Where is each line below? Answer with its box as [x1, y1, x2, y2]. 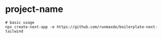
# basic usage [5, 20, 35, 25]
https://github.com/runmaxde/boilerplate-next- [56, 24, 157, 29]
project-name [5, 3, 63, 15]
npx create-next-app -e [5, 24, 55, 29]
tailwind [5, 28, 23, 33]
